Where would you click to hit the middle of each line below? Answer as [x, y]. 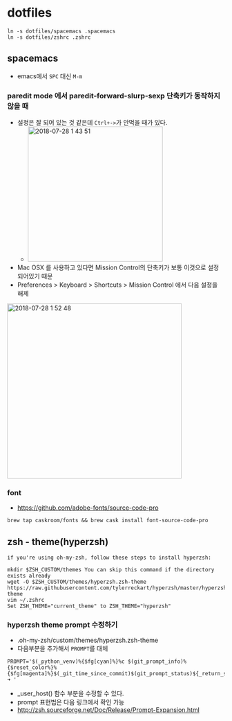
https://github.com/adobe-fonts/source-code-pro [88, 508]
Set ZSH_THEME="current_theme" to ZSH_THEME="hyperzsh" [89, 606]
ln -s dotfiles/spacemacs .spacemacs [61, 31]
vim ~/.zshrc [26, 600]
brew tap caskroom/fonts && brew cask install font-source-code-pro [108, 521]
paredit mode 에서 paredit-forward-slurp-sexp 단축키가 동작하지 [114, 96]
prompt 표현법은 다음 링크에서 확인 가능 [71, 702]
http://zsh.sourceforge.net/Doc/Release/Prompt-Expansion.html [108, 710]
